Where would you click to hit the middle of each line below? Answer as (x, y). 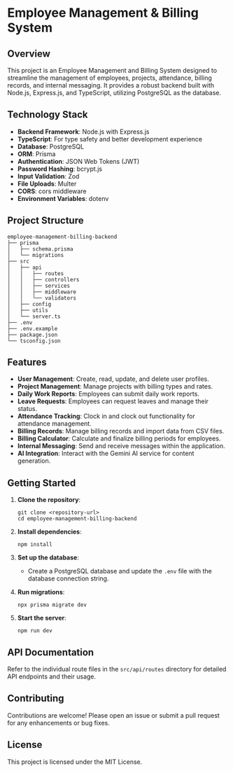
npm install (35, 545)
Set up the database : (48, 557)
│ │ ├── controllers (43, 279)
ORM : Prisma (36, 154)
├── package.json (33, 335)
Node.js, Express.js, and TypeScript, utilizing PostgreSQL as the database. (114, 93)
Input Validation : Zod (48, 176)
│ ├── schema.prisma (40, 249)
